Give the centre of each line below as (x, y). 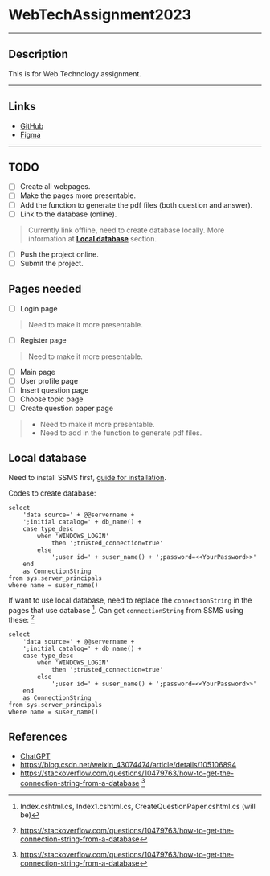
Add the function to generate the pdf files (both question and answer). (136, 205)
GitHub (32, 125)
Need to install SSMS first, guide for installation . (87, 477)
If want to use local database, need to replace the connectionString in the (130, 600)
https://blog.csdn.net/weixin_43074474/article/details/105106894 (128, 764)
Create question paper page (67, 408)
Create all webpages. (55, 187)
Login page (39, 308)
